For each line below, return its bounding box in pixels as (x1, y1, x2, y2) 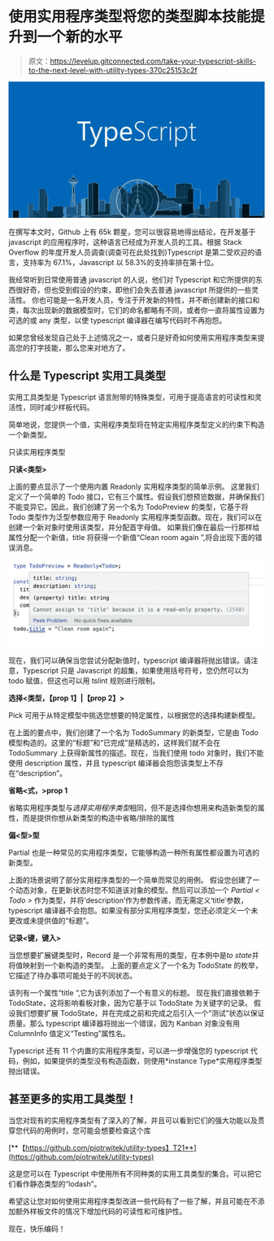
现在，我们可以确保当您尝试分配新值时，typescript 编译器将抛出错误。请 (8, 655, 251, 665)
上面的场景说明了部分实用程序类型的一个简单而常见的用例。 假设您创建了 (8, 875, 253, 885)
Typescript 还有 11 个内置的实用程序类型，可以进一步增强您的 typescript (8, 1046, 250, 1056)
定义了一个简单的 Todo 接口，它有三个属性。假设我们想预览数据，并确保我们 (8, 491, 265, 501)
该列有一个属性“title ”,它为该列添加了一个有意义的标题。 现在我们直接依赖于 (8, 987, 260, 997)
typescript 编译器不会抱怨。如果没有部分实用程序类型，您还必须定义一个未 (8, 905, 259, 915)
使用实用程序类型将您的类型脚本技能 (8, 7, 251, 26)
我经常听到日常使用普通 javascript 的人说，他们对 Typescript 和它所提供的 (8, 274, 256, 285)
